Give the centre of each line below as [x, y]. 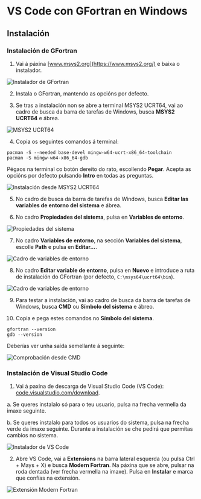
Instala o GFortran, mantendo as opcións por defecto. [82, 93]
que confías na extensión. [48, 478]
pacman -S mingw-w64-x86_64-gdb [47, 158]
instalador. [29, 70]
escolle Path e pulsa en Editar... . [56, 246]
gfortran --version [31, 329]
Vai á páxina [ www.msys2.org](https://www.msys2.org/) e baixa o [97, 63]
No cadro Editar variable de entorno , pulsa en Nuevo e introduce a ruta [105, 270]
